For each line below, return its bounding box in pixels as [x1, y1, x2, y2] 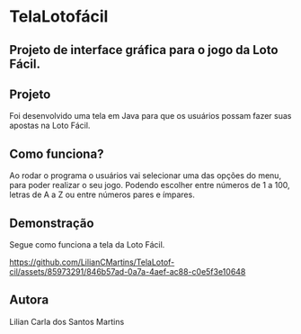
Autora [9, 293, 49, 308]
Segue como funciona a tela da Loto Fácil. [9, 239, 165, 250]
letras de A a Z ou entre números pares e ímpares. [9, 189, 195, 200]
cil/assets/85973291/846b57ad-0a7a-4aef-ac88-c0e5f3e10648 [9, 266, 246, 277]
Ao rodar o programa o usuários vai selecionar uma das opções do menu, [9, 170, 281, 181]
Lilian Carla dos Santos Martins [9, 316, 125, 327]
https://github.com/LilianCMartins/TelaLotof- [9, 257, 175, 267]
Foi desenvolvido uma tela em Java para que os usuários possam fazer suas [9, 111, 292, 122]
